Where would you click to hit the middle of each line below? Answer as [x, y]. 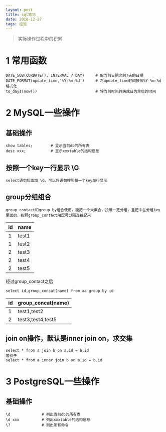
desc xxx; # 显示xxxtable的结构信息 [52, 151]
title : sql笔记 [21, 15]
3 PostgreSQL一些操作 [53, 381]
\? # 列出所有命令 [37, 425]
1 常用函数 [26, 61]
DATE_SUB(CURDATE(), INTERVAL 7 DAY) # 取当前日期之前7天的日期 [74, 76]
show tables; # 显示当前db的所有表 [48, 146]
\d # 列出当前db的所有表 [43, 414]
